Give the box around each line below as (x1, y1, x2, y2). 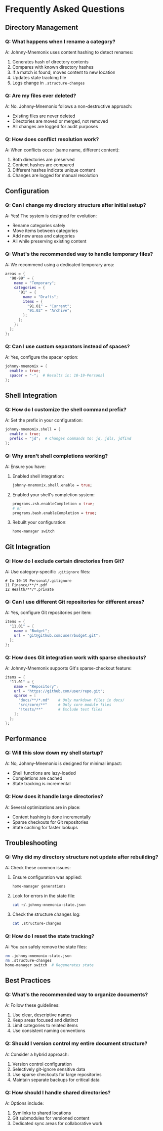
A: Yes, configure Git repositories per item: (5, 610, 92, 615)
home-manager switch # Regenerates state (5, 962, 94, 968)
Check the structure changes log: (12, 911, 81, 917)
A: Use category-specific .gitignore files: (5, 569, 90, 575)
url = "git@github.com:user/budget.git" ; (14, 633, 100, 638)
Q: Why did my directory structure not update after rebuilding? (5, 853, 159, 860)
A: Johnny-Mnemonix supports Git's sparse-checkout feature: (5, 665, 132, 671)
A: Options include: (5, 1100, 44, 1106)
